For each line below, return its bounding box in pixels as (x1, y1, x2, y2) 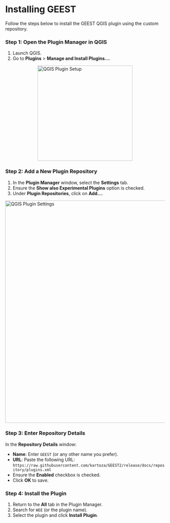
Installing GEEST (5, 4, 76, 15)
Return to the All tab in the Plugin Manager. (12, 502, 103, 508)
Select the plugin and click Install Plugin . (12, 512, 99, 518)
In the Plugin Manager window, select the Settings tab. (12, 179, 129, 186)
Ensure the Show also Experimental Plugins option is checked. (12, 184, 145, 191)
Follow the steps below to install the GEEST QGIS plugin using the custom (5, 20, 158, 26)
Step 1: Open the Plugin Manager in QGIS (5, 38, 107, 45)
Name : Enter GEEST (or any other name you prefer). (12, 451, 118, 457)
